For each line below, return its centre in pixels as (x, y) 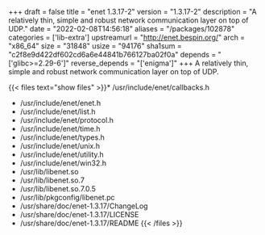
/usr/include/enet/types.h (62, 137)
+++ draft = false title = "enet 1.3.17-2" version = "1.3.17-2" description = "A (132, 12)
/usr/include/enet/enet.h (60, 103)
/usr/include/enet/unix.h (60, 146)
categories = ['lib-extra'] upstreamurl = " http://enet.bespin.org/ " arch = (127, 37)
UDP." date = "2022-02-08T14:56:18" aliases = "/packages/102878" (122, 29)
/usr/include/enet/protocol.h (67, 120)
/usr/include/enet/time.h (60, 129)
